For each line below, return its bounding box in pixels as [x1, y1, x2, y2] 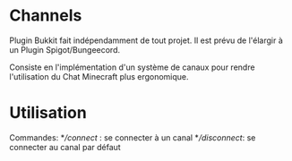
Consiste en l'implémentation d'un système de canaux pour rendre [9, 62, 255, 72]
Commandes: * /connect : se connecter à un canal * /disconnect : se [9, 131, 256, 143]
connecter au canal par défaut [9, 141, 121, 152]
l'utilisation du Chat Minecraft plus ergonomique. [9, 71, 190, 81]
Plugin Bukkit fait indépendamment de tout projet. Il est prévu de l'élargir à [9, 35, 284, 46]
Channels [9, 5, 82, 26]
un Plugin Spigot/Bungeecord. [9, 44, 121, 55]
